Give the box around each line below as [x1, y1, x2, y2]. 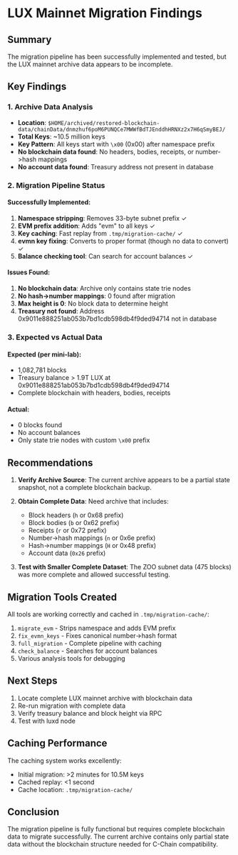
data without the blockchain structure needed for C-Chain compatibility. [7, 840, 219, 849]
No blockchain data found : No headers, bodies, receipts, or [17, 147, 195, 156]
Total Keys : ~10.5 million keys [17, 132, 105, 141]
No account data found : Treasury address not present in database [17, 162, 214, 171]
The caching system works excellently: [7, 756, 122, 765]
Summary [7, 34, 52, 46]
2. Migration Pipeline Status [7, 180, 105, 190]
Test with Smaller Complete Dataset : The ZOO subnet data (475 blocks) [17, 563, 232, 571]
